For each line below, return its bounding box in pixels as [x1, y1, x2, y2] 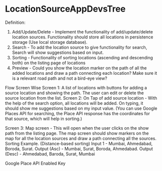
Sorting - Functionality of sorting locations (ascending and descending [12, 54, 153, 60]
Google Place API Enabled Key [5, 160, 66, 166]
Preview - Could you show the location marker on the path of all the [12, 65, 147, 71]
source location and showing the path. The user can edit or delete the [5, 90, 144, 96]
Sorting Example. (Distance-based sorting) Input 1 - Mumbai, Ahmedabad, [5, 140, 153, 146]
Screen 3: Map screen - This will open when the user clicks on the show [5, 125, 149, 131]
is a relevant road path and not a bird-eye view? [12, 75, 107, 81]
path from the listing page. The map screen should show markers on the [5, 130, 149, 136]
